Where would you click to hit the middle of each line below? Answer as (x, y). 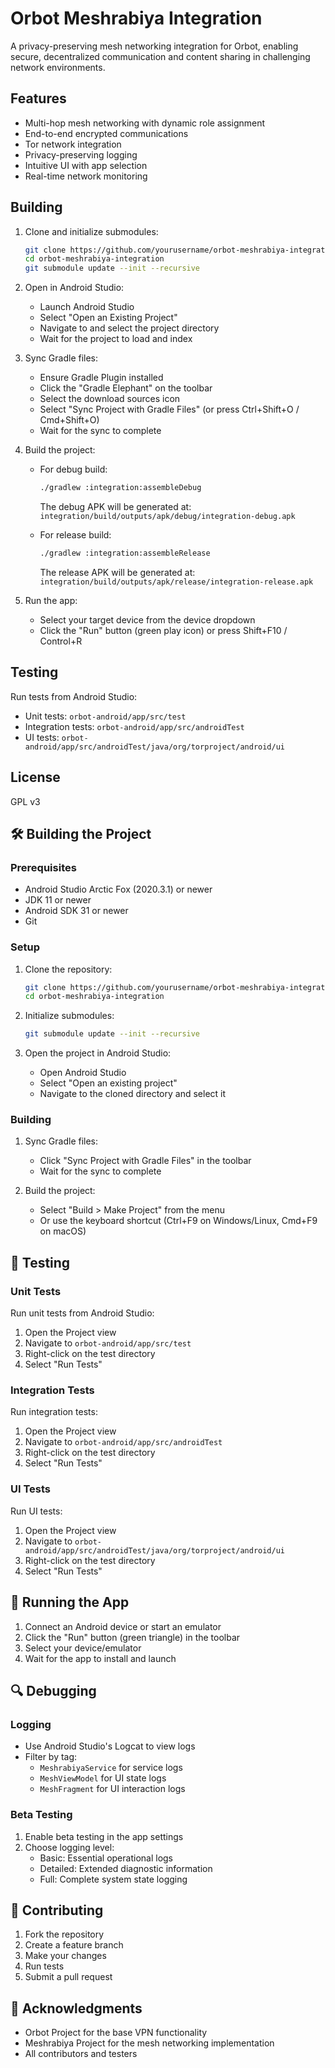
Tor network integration (73, 144)
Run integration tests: (54, 1412)
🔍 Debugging (53, 1690)
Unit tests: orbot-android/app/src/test (105, 716)
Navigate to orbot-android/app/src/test (108, 1343)
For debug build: (73, 469)
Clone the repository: (68, 969)
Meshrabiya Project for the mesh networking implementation (149, 2043)
